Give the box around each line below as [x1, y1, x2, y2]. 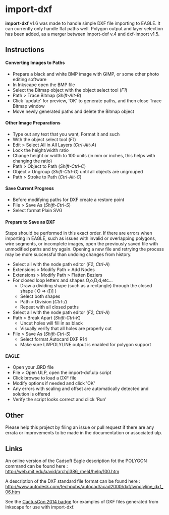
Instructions [5, 45, 44, 54]
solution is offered [12, 391, 50, 397]
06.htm [5, 489, 20, 495]
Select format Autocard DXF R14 [20, 336, 87, 342]
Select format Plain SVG [12, 207, 63, 213]
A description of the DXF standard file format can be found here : [5, 478, 140, 484]
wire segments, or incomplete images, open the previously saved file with [5, 241, 158, 247]
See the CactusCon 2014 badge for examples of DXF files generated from [5, 498, 159, 504]
